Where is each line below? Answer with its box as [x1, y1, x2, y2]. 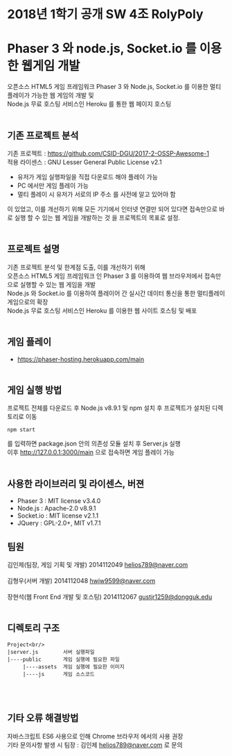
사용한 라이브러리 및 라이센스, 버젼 [7, 477, 145, 490]
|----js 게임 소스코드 [22, 671, 95, 677]
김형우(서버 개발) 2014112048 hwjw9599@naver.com [7, 577, 156, 584]
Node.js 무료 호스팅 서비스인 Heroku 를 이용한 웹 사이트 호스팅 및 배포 [7, 306, 197, 315]
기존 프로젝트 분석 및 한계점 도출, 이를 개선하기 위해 [7, 263, 145, 271]
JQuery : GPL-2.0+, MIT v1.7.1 [17, 519, 102, 527]
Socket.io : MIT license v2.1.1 [17, 511, 99, 520]
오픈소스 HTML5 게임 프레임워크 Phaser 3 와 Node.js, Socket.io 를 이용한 [7, 83, 209, 91]
